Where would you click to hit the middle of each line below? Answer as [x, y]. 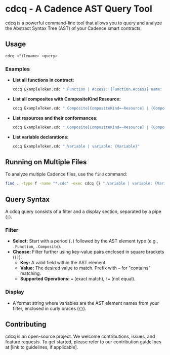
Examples [18, 69]
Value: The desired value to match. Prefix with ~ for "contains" [85, 268]
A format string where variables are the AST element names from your [86, 303]
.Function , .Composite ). [37, 246]
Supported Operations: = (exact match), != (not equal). [78, 279]
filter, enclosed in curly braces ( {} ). [49, 308]
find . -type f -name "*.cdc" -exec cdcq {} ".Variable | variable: [79, 184]
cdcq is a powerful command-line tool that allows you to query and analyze [84, 23]
